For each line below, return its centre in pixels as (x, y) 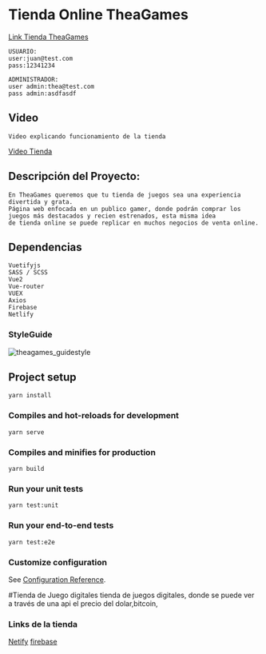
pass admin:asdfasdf (43, 94)
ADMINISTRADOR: (34, 79)
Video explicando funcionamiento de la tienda (87, 136)
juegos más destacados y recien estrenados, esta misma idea (112, 216)
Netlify (21, 315)
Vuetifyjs (25, 265)
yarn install (30, 396)
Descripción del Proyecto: (74, 176)
